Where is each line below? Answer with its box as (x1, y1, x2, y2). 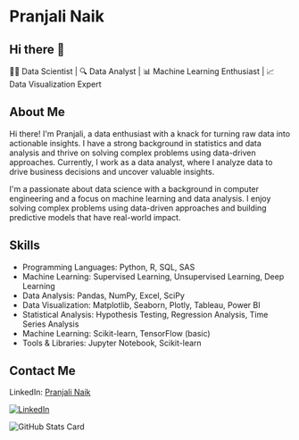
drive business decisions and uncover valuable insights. (9, 166, 215, 177)
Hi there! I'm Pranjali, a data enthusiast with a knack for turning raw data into (9, 128, 291, 139)
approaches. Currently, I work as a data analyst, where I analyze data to (9, 156, 273, 167)
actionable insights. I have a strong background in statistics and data (9, 137, 262, 148)
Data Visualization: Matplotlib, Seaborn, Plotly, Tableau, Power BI (21, 299, 261, 310)
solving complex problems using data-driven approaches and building (9, 203, 267, 213)
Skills (9, 238, 40, 253)
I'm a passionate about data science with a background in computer (9, 183, 260, 194)
